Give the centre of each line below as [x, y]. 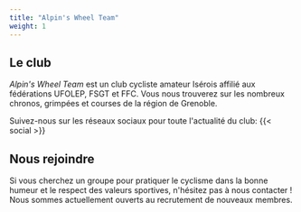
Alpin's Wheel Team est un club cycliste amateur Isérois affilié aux [132, 84]
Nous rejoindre [52, 159]
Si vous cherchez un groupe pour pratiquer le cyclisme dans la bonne [139, 180]
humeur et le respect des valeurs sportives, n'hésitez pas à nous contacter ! [151, 190]
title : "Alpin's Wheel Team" [64, 18]
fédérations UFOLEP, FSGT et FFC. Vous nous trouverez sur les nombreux [147, 94]
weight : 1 [28, 26]
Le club [30, 63]
